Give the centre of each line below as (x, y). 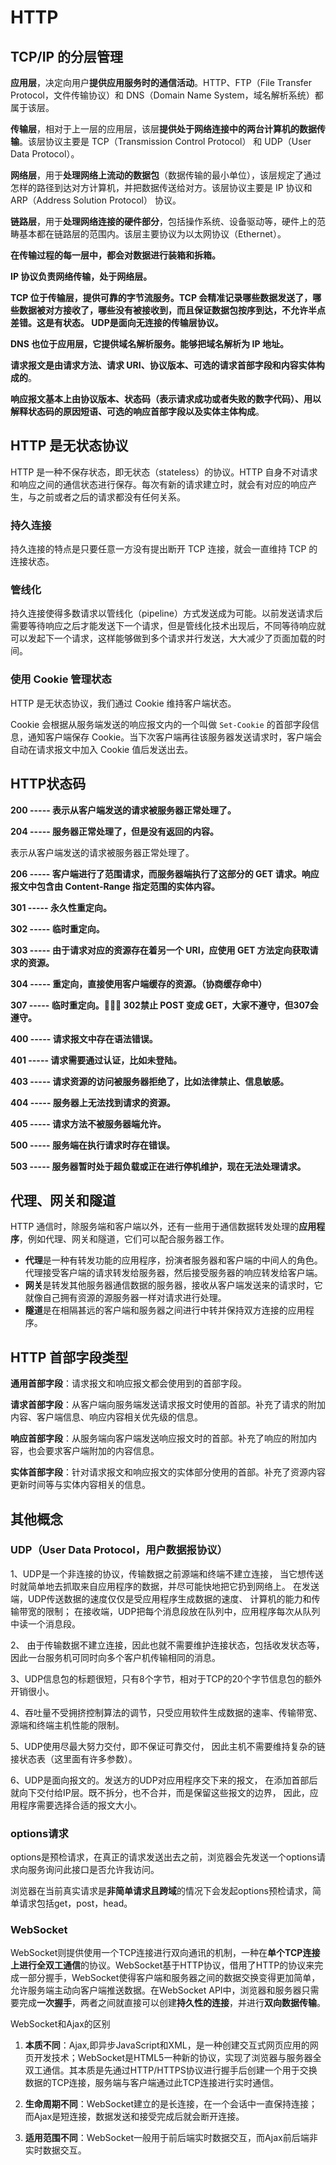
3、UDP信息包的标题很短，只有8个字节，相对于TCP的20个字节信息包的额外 (166, 1678)
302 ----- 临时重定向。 (57, 928)
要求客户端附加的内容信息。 (102, 1451)
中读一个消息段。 (45, 1623)
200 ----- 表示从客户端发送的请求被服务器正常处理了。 (123, 810)
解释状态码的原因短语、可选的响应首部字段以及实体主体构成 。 (137, 411)
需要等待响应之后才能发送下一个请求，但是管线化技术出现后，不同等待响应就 (168, 626)
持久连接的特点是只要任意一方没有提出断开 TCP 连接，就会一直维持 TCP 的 (164, 549)
